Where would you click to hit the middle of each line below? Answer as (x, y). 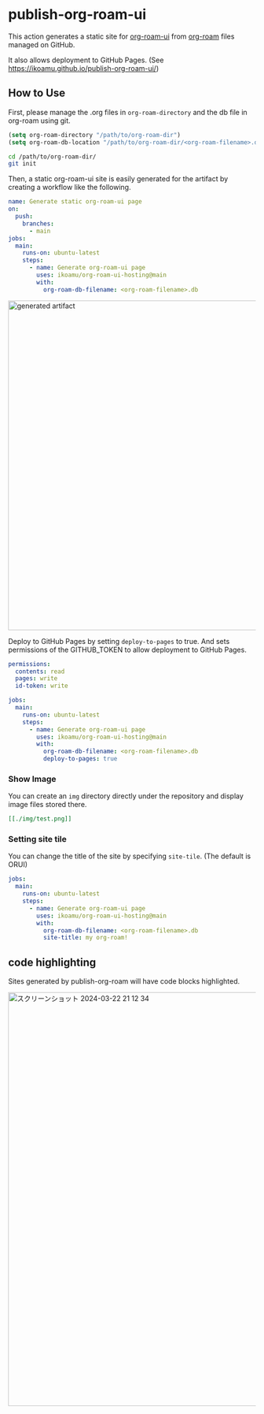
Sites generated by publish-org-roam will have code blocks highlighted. (124, 981)
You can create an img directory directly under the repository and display (126, 796)
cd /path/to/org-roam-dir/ (52, 156)
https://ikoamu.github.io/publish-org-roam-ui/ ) (84, 68)
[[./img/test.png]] (40, 819)
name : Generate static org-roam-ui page (75, 202)
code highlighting (52, 962)
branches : (38, 223)
